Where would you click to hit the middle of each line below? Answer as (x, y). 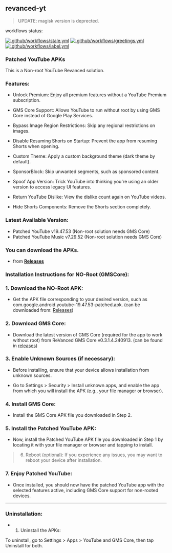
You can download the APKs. (42, 250)
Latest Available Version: (37, 220)
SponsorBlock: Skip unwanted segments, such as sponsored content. (86, 172)
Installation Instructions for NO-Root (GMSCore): (67, 274)
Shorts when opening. (36, 146)
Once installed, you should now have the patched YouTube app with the (88, 485)
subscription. (27, 100)
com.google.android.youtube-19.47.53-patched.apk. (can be (76, 305)
